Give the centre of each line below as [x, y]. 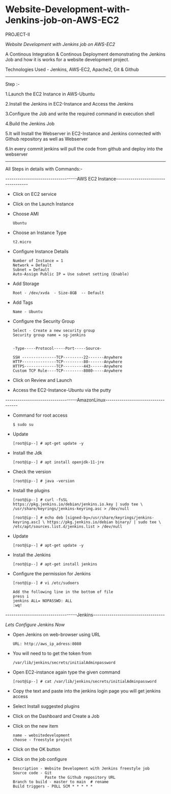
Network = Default [32, 265]
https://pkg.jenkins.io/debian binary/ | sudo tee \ [104, 522]
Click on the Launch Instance [43, 204]
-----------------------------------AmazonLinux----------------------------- [85, 400]
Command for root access [40, 415]
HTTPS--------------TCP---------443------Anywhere [67, 366]
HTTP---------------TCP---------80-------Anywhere [67, 362]
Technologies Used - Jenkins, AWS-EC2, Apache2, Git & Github [72, 69]
